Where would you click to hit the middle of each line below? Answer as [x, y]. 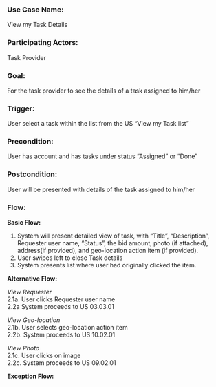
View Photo [23, 348]
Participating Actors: [43, 43]
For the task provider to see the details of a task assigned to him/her [104, 91]
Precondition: [30, 142]
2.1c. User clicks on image [44, 356]
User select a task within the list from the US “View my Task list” [98, 124]
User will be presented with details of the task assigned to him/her [101, 189]
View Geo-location [34, 320]
